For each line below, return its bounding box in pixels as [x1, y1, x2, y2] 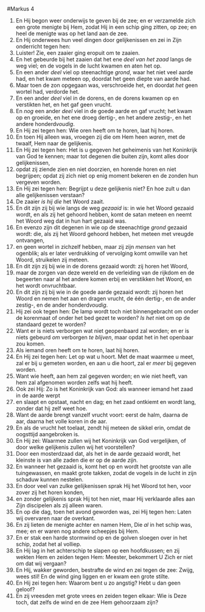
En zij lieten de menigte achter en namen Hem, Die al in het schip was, [15, 521, 192, 528]
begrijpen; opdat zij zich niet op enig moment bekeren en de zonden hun [15, 172, 198, 179]
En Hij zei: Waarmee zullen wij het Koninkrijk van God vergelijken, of [15, 437, 186, 444]
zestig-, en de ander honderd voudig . [15, 301, 108, 308]
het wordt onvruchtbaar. [15, 282, 77, 289]
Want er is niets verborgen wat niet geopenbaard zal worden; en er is [15, 327, 189, 334]
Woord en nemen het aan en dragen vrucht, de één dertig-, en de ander [15, 295, 196, 302]
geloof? [15, 586, 35, 593]
